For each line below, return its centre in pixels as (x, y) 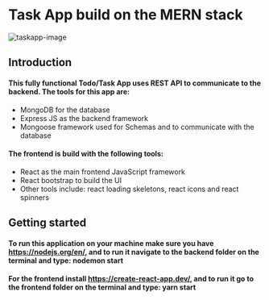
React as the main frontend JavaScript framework (102, 172)
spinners (35, 197)
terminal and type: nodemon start (66, 260)
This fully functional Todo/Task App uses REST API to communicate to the (135, 83)
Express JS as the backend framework (84, 118)
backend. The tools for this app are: (69, 91)
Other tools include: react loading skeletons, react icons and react (129, 189)
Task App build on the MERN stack (126, 15)
